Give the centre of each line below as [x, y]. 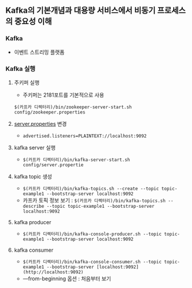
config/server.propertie [53, 165]
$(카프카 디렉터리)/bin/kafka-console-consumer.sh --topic [92, 262]
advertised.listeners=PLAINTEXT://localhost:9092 [85, 136]
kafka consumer [34, 250]
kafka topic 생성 [33, 176]
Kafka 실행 [21, 68]
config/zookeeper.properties [50, 112]
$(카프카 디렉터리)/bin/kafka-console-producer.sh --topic [92, 234]
